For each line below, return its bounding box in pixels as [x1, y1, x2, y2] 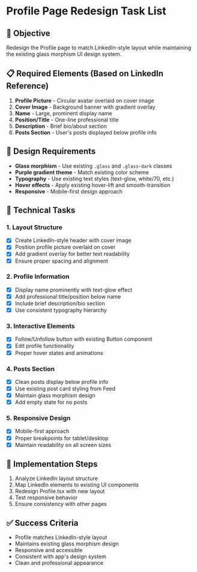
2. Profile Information [6, 272, 70, 281]
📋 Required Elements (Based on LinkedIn [6, 68, 164, 79]
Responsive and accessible [14, 547, 83, 554]
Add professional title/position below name [14, 293, 121, 300]
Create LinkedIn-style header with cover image [14, 237, 132, 244]
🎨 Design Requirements [6, 146, 96, 157]
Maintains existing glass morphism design [14, 540, 119, 547]
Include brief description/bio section [14, 299, 105, 307]
